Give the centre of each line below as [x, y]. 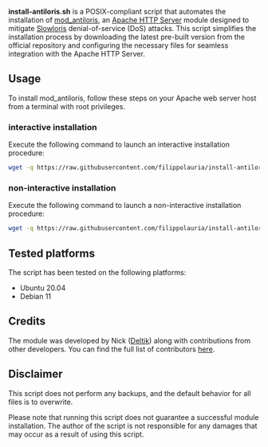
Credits [27, 322]
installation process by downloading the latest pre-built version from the [127, 37]
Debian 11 [35, 296]
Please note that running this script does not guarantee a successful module [134, 417]
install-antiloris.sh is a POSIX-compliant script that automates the [117, 12]
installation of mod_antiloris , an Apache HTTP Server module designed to [129, 20]
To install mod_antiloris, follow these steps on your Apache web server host [132, 98]
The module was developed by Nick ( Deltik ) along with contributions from [130, 340]
